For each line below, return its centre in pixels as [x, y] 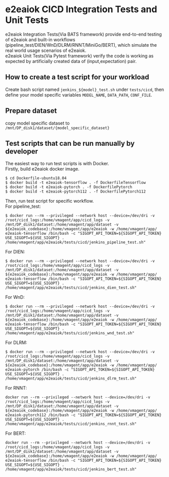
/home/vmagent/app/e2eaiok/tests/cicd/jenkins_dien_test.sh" [71, 288]
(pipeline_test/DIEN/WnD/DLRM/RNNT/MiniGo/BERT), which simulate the [81, 45]
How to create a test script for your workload [77, 77]
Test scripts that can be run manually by [70, 143]
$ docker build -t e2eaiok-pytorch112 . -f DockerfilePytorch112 [75, 192]
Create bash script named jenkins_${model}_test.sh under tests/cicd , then [85, 89]
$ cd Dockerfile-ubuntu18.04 [36, 178]
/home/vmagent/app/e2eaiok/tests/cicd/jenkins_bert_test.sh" [71, 469]
